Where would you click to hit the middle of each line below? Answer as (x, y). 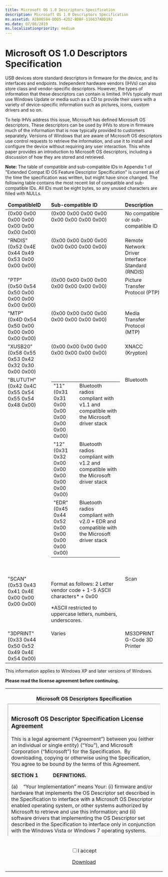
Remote (134, 241)
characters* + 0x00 (74, 597)
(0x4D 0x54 (22, 319)
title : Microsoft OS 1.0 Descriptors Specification (60, 10)
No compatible (142, 213)
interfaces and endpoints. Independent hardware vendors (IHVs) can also (81, 83)
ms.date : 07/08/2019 (27, 24)
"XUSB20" (20, 347)
